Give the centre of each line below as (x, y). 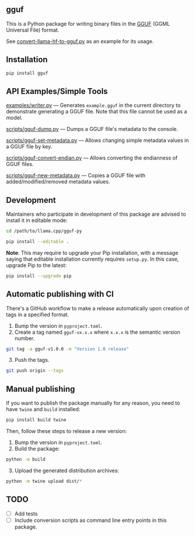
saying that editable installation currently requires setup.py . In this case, (93, 259)
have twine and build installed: (43, 409)
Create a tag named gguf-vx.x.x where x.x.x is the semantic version (97, 332)
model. (14, 118)
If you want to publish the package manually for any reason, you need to (93, 403)
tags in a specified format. (37, 314)
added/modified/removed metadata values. (58, 182)
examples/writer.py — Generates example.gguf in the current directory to (93, 105)
